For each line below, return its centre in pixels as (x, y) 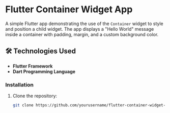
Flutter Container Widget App (69, 9)
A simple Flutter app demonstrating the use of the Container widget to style (84, 24)
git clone (23, 105)
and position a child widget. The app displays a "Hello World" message (80, 29)
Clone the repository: (35, 96)
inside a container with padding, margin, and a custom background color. (82, 34)
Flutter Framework (33, 66)
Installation (20, 84)
